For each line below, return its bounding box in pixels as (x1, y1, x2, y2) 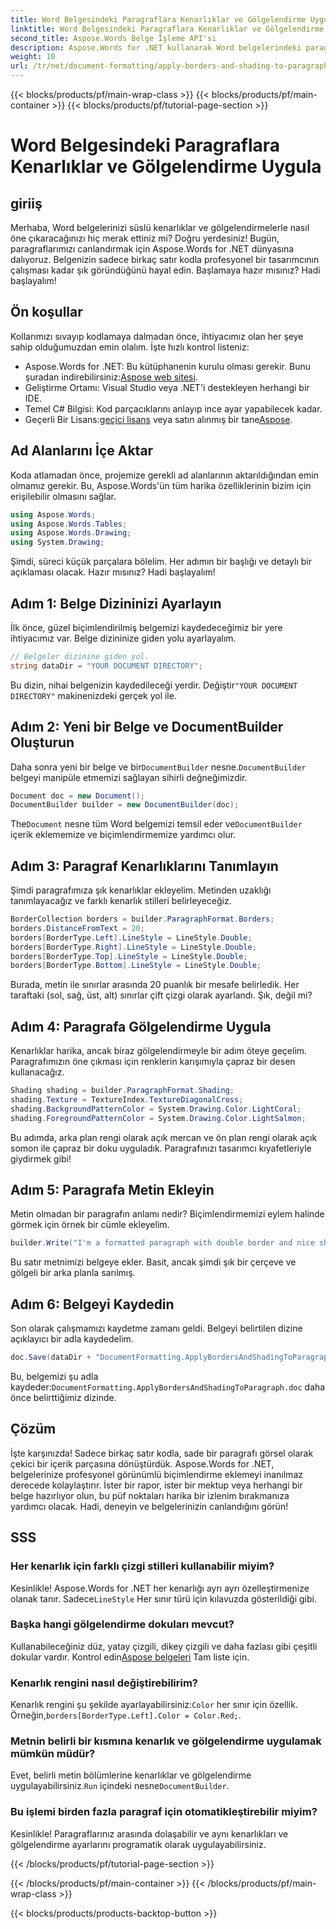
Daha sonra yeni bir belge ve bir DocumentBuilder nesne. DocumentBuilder (10, 761, 307, 773)
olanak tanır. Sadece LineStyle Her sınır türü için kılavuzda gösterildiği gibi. (10, 1592, 317, 1605)
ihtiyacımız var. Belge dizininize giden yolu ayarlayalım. (10, 632, 237, 644)
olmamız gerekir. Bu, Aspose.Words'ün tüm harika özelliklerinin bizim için (10, 479, 312, 491)
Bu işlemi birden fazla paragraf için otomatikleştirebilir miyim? (10, 1805, 318, 1819)
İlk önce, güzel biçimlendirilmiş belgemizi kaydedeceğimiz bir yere (10, 621, 283, 633)
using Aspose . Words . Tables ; (10, 519, 128, 529)
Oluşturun (10, 734, 75, 751)
